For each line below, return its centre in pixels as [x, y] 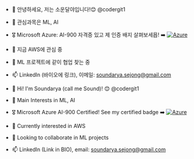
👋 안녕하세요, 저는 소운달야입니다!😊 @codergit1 [69, 9]
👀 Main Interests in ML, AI [43, 100]
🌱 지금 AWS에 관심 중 [37, 49]
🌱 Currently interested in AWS [48, 126]
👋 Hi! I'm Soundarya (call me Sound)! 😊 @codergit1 [75, 88]
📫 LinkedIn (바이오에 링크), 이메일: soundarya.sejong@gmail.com [92, 75]
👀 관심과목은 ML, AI [35, 22]
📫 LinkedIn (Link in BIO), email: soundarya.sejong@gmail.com [89, 149]
